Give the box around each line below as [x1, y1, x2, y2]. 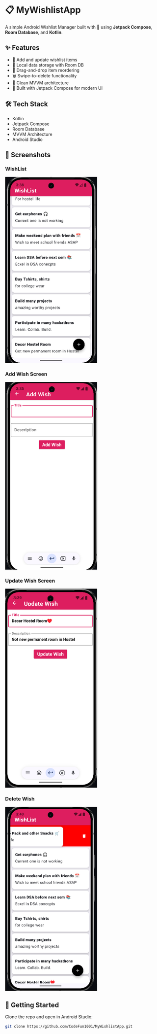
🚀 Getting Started [5, 1000, 59, 1009]
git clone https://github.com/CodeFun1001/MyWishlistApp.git [5, 1024, 133, 1029]
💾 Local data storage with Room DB [12, 62, 84, 68]
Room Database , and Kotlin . [5, 29, 63, 35]
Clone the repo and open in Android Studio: [5, 1014, 93, 1020]
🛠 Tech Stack [5, 100, 48, 108]
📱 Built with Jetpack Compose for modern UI [12, 85, 103, 91]
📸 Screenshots [5, 150, 51, 159]
